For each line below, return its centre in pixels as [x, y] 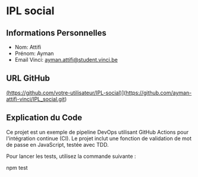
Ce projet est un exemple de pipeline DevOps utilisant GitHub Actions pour [98, 132]
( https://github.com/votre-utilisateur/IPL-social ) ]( [66, 93]
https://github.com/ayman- [159, 93]
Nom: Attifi [28, 47]
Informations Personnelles [56, 33]
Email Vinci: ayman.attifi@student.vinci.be [66, 60]
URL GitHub [28, 78]
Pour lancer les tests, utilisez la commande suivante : [71, 156]
